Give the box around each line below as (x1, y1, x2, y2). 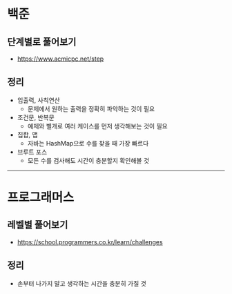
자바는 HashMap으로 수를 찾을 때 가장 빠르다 (27, 139, 149, 147)
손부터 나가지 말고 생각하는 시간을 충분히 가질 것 (17, 279, 146, 287)
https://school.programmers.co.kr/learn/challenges (17, 237, 164, 246)
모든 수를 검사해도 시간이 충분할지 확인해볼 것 (27, 156, 150, 164)
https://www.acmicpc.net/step (17, 55, 104, 63)
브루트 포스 (17, 148, 48, 156)
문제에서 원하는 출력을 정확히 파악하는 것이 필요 (27, 104, 155, 112)
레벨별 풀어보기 (7, 219, 68, 231)
